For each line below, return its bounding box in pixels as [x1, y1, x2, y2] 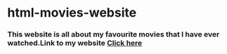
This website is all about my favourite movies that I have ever [7, 30, 220, 39]
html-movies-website [7, 5, 137, 21]
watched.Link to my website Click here [7, 38, 143, 48]
